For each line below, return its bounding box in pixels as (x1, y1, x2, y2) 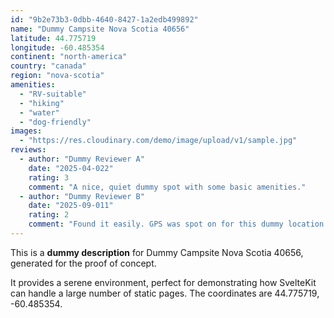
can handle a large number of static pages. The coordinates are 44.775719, (10, 287, 320, 299)
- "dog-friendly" (19, 117, 92, 127)
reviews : (10, 145, 47, 155)
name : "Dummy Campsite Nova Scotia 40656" (10, 24, 190, 34)
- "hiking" (19, 98, 65, 108)
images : (10, 126, 43, 136)
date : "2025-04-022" (28, 163, 114, 173)
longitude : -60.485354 (10, 42, 105, 53)
